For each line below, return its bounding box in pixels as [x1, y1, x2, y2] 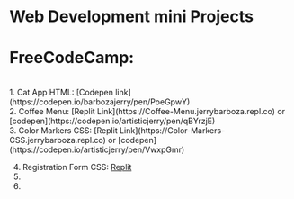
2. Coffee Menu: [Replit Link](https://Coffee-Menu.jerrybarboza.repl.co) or [9, 106, 286, 117]
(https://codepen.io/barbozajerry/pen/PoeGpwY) [9, 96, 191, 107]
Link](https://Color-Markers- [120, 125, 226, 136]
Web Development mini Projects [9, 6, 254, 27]
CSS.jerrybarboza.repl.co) [9, 135, 106, 146]
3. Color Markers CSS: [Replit [9, 125, 119, 136]
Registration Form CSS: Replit [22, 162, 132, 173]
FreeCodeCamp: [9, 48, 135, 68]
